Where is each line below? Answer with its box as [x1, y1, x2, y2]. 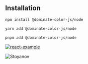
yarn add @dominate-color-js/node [5, 26, 77, 31]
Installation [5, 4, 41, 12]
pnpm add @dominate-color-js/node [5, 35, 77, 40]
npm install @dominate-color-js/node [5, 17, 84, 22]
